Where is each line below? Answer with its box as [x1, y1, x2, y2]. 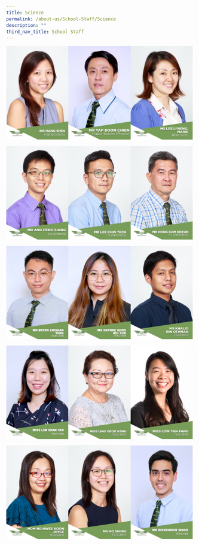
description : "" [6, 22, 47, 28]
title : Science [6, 10, 44, 16]
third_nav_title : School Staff [6, 29, 84, 35]
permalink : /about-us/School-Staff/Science [6, 16, 117, 22]
